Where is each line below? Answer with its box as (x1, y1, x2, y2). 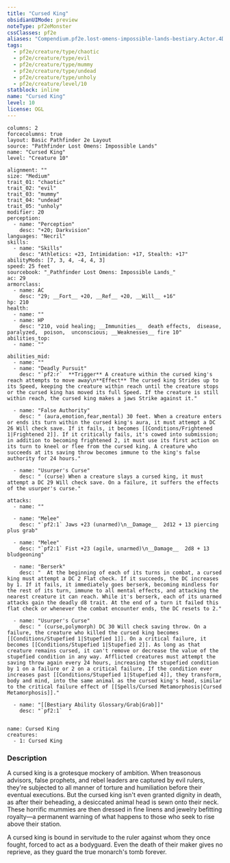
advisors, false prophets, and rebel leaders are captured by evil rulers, (7, 776, 205, 785)
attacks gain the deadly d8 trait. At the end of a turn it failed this (7, 599, 219, 606)
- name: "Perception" (13, 220, 75, 227)
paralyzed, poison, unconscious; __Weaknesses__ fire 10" (7, 329, 183, 336)
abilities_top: (7, 334, 51, 342)
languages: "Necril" (7, 233, 66, 240)
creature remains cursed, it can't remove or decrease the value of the (7, 647, 219, 654)
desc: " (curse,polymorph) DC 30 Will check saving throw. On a (19, 623, 207, 630)
